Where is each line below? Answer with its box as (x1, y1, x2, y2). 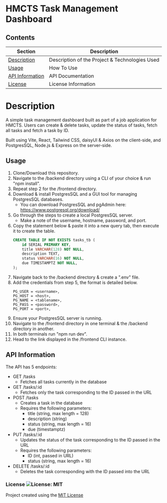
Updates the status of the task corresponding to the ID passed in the (20, 436, 161, 442)
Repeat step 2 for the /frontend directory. (12, 186, 97, 192)
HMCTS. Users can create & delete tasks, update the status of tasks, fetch (5, 122, 158, 128)
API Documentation (49, 72, 94, 79)
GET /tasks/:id (12, 384, 42, 390)
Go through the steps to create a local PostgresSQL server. (12, 212, 133, 218)
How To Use (49, 65, 78, 71)
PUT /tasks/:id (12, 431, 43, 437)
